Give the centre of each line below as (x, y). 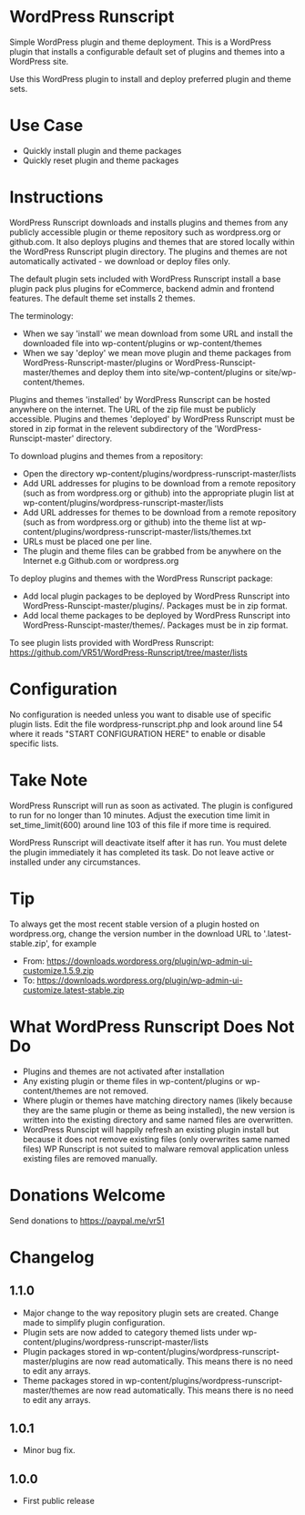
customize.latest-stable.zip (73, 989)
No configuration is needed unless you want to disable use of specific (140, 714)
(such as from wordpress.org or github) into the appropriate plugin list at (158, 493)
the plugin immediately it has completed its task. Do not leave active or (142, 852)
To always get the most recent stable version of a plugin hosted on (134, 924)
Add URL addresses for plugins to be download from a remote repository (159, 483)
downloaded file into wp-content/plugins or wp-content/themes (142, 343)
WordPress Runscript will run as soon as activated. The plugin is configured (151, 805)
